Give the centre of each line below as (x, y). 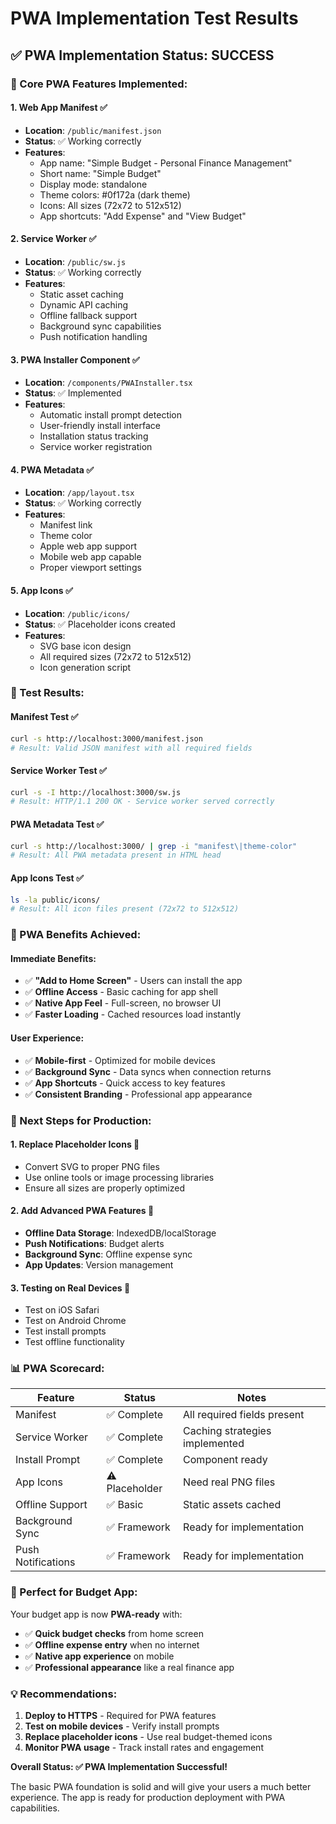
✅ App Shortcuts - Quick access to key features (125, 1083)
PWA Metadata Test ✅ (57, 824)
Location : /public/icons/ (77, 613)
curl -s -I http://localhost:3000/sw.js (96, 792)
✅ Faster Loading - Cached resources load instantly (133, 1014)
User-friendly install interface (100, 426)
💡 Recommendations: (64, 1694)
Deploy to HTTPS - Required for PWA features (120, 1715)
